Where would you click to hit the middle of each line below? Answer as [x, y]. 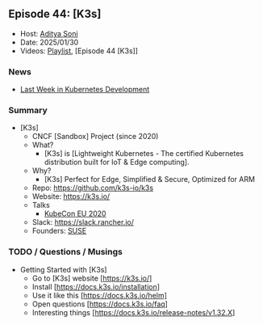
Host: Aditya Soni [49, 33]
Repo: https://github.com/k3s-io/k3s [93, 188]
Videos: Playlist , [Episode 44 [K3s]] [79, 51]
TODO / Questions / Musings [65, 252]
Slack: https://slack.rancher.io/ [83, 222]
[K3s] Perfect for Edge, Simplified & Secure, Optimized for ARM [150, 179]
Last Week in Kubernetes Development [85, 90]
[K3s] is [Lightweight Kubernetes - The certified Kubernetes [144, 154]
